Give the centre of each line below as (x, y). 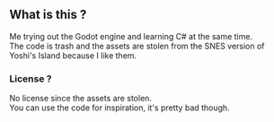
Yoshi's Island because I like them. (73, 55)
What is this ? (48, 15)
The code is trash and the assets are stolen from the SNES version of (137, 46)
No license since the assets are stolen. (81, 99)
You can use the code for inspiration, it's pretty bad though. (120, 108)
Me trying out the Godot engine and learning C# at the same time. (131, 36)
